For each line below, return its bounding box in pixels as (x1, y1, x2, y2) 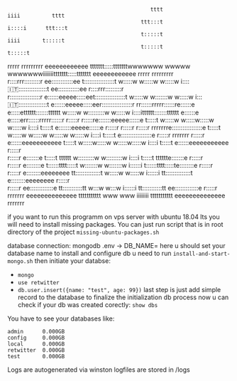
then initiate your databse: (34, 257, 111, 265)
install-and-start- (172, 250, 231, 257)
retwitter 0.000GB (7, 347, 65, 354)
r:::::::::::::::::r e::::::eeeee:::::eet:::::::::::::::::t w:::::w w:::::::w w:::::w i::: (7, 92, 202, 101)
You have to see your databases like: (7, 314, 115, 323)
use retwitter (17, 279, 60, 286)
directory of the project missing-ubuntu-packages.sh (7, 227, 160, 236)
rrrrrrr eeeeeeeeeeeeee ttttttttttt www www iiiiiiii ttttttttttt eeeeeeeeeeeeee (7, 191, 226, 200)
